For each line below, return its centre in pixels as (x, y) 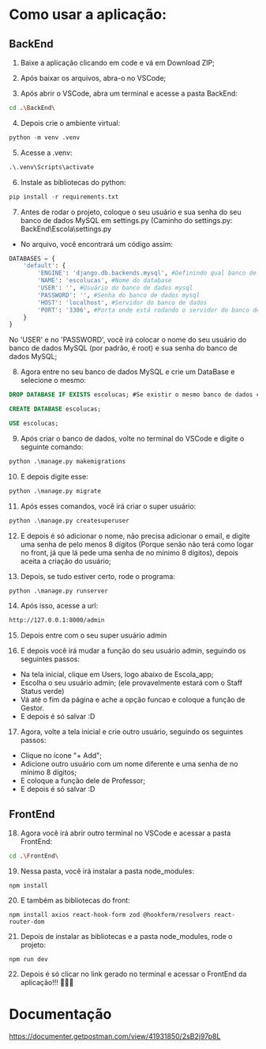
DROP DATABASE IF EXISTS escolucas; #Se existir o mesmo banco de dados (131, 395)
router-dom (27, 922)
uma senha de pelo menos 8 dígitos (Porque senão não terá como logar (137, 544)
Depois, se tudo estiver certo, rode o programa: (98, 576)
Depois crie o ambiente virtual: (70, 123)
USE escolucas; (34, 423)
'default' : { (45, 266)
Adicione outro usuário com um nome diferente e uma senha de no (129, 764)
